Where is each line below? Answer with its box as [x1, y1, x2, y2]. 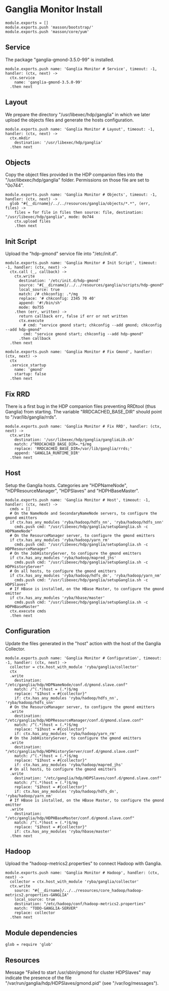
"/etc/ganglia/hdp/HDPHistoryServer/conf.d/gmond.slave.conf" [5, 749, 139, 754]
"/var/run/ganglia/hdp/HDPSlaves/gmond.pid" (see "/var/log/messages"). [5, 980, 159, 986]
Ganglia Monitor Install [5, 4, 103, 15]
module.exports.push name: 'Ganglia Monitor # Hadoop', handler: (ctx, [5, 870, 159, 876]
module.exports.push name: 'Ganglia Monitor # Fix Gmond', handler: [5, 349, 153, 355]
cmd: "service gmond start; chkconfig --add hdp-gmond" [23, 332, 144, 337]
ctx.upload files [14, 219, 51, 224]
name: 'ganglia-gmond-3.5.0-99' [14, 80, 82, 85]
